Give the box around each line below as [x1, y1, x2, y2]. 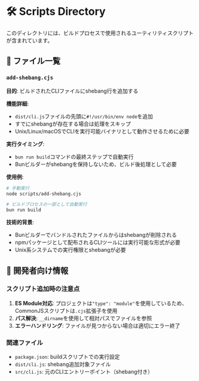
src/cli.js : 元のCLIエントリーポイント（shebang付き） [14, 368, 154, 376]
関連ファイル [6, 339, 44, 347]
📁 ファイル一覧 [6, 56, 61, 66]
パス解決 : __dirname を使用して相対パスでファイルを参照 [14, 315, 152, 322]
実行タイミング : [6, 140, 45, 147]
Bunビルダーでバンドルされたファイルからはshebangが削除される [14, 231, 177, 239]
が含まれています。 [6, 36, 53, 44]
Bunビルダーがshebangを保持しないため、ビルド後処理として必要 [14, 160, 177, 167]
